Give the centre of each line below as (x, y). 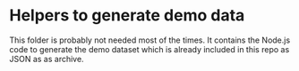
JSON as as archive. (47, 59)
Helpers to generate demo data (127, 16)
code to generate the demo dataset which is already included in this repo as (149, 49)
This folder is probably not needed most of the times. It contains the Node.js (150, 40)
